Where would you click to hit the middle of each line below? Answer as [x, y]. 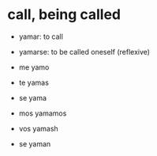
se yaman [35, 143]
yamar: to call [41, 36]
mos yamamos [43, 113]
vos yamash [38, 128]
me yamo [34, 67]
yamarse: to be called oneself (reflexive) [84, 51]
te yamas [34, 82]
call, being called [64, 15]
